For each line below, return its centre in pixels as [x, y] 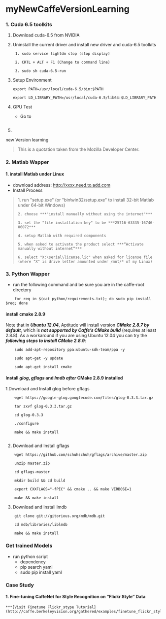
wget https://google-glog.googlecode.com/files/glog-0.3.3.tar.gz [84, 398]
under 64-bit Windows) [41, 205]
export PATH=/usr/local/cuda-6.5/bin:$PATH [58, 89]
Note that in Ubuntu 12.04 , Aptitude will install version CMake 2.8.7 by [78, 325]
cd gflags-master [32, 472]
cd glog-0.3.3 [29, 415]
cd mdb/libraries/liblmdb [41, 525]
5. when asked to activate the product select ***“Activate [81, 244]
